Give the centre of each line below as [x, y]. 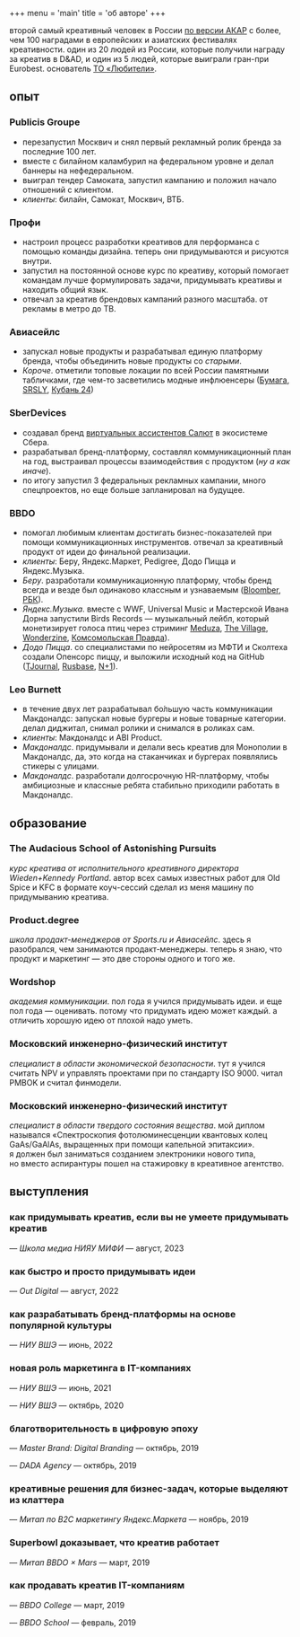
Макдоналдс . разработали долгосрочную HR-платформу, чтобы [146, 776]
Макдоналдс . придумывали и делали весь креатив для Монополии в [155, 747]
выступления [49, 1192]
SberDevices [38, 413]
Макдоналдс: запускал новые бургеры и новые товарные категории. [154, 718]
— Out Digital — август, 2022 [64, 1291]
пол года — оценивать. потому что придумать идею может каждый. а [143, 1011]
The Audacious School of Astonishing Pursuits [113, 849]
